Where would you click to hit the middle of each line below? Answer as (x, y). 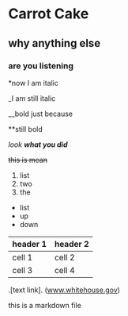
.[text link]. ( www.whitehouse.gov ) (64, 290)
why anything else (55, 43)
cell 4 (64, 270)
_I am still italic (32, 98)
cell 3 (23, 270)
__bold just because (41, 114)
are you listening (41, 66)
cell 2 (64, 257)
